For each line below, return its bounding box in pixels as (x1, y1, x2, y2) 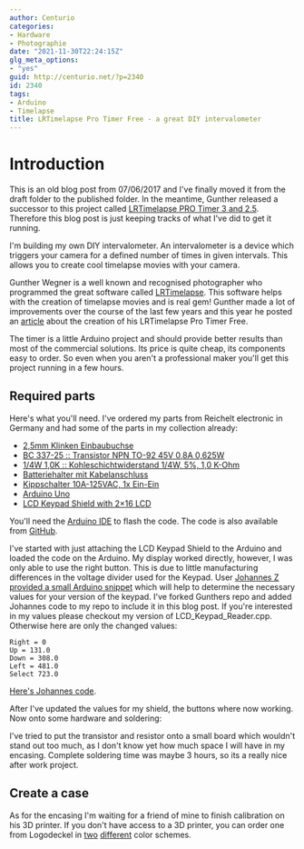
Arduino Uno (22, 488, 71, 499)
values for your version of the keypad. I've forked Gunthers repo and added (9, 591, 292, 602)
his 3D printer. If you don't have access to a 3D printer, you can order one (9, 819, 285, 830)
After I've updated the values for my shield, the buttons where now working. (9, 703, 294, 714)
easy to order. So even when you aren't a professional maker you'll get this (9, 353, 289, 364)
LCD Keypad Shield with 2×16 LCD (22, 497, 152, 509)
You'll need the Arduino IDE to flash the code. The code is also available (9, 515, 279, 526)
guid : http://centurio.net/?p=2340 (9, 73, 144, 82)
